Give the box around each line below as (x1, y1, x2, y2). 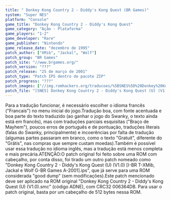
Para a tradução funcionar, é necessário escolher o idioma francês (5, 102, 145, 108)
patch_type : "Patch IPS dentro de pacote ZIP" (5, 74, 106, 79)
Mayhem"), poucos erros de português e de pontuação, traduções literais (5, 123, 160, 130)
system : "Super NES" (5, 12, 49, 17)
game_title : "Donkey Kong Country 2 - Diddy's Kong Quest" (5, 21, 133, 27)
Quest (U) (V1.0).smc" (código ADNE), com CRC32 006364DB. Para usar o (5, 183, 162, 189)
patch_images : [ (5, 83, 40, 88)
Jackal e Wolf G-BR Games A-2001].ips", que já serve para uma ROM (5, 167, 150, 173)
